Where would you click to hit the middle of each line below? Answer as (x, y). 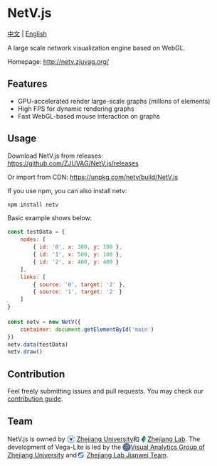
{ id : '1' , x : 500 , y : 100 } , (78, 255)
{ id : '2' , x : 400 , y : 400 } (76, 262)
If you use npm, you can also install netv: (67, 190)
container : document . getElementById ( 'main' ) (87, 329)
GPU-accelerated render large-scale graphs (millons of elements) (114, 101)
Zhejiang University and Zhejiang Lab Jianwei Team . (88, 455)
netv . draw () (25, 352)
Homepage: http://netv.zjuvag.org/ (58, 61)
